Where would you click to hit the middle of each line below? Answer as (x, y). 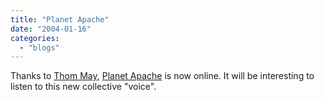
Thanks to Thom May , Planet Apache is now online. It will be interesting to (162, 76)
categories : (35, 38)
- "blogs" (39, 47)
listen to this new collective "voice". (83, 87)
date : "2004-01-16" (51, 29)
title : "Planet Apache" (60, 19)
